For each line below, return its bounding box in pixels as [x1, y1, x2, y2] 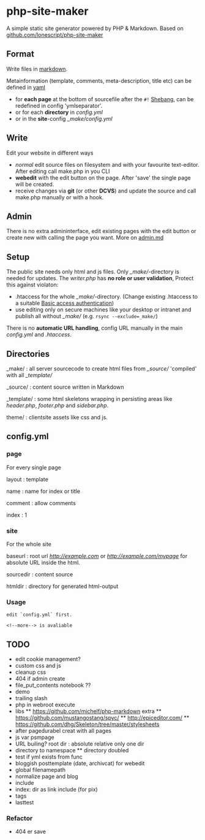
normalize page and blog [15, 773, 78, 780]
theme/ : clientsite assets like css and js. [6, 414, 108, 421]
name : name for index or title [6, 487, 81, 495]
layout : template [6, 475, 49, 483]
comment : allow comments [6, 499, 76, 506]
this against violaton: [6, 281, 59, 289]
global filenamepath [15, 766, 66, 774]
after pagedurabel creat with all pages [15, 727, 112, 735]
